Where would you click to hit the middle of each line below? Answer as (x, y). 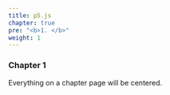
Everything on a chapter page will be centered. (85, 82)
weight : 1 (25, 38)
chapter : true (32, 23)
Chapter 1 (27, 66)
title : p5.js (30, 15)
